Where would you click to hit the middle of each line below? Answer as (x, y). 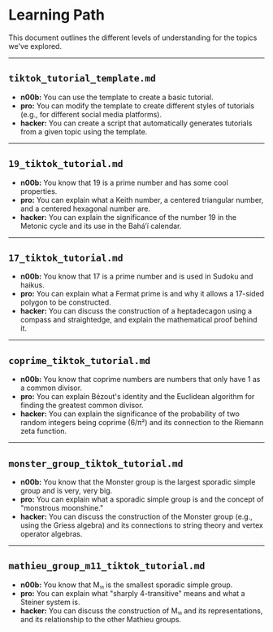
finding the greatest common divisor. (82, 406)
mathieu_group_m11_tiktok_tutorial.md (107, 566)
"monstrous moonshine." (62, 508)
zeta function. (43, 431)
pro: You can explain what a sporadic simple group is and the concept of (142, 499)
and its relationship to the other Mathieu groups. (101, 619)
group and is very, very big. (66, 491)
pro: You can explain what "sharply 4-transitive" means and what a (132, 593)
